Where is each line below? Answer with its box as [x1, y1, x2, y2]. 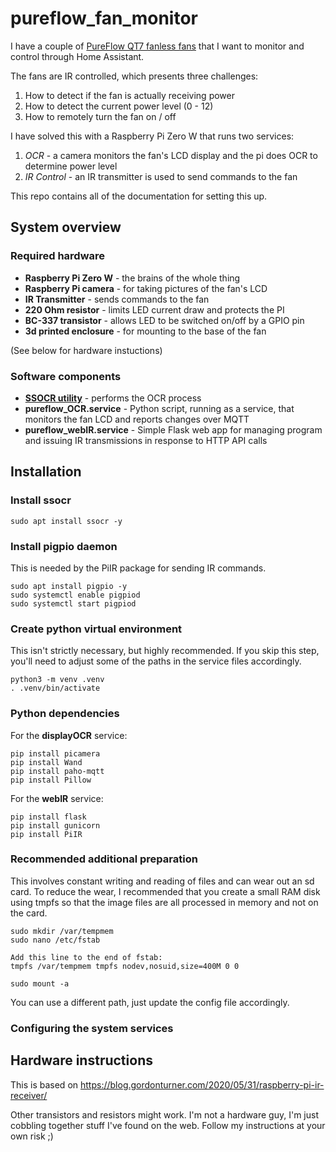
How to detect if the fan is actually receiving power [24, 89, 235, 101]
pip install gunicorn [10, 820, 101, 831]
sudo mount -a [10, 978, 70, 989]
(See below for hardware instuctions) [10, 344, 163, 356]
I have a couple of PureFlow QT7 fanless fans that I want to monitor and [10, 40, 305, 52]
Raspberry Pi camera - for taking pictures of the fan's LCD [24, 282, 268, 294]
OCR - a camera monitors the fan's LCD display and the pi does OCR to [24, 149, 318, 161]
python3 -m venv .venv [10, 675, 105, 685]
